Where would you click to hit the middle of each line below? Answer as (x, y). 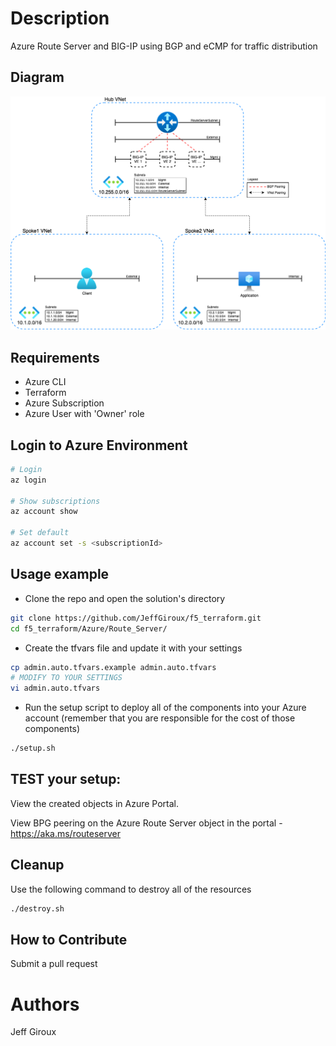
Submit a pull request (54, 964)
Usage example (60, 574)
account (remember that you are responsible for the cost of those (160, 718)
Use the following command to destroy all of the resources (131, 889)
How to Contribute (69, 939)
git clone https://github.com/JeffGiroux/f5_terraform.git (136, 618)
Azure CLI (45, 382)
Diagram (37, 77)
